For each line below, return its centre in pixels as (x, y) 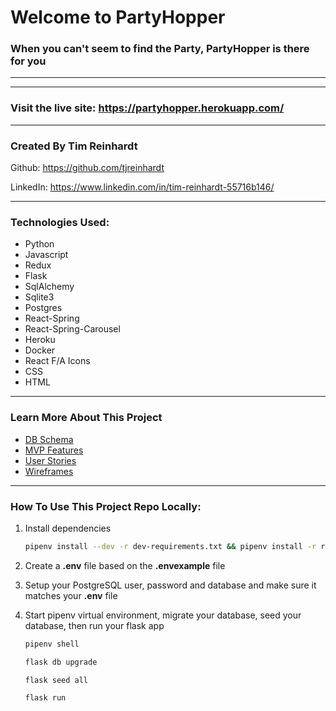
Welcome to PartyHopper (118, 17)
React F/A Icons (57, 361)
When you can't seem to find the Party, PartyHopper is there (160, 49)
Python (39, 244)
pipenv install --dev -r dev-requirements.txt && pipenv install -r (170, 546)
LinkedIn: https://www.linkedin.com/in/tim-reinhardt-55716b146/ (142, 187)
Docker (40, 350)
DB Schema (49, 439)
